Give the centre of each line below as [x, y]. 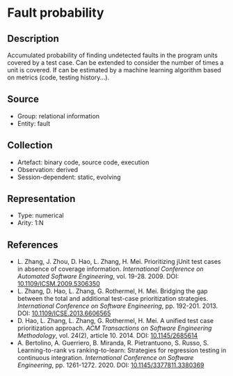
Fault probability [56, 13]
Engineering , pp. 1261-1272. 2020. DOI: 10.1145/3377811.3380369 [111, 365]
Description [33, 39]
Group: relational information [58, 116]
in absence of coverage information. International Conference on [110, 269]
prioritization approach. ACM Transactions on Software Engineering [114, 328]
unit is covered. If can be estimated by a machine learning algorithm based [114, 70]
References [33, 245]
